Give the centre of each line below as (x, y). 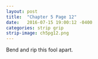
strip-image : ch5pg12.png (37, 33)
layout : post (22, 11)
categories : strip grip (35, 28)
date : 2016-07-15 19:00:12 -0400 (49, 22)
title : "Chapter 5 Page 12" (41, 17)
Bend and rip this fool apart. (40, 50)
